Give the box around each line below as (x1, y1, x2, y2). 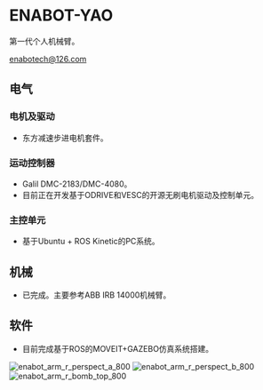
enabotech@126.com (9, 53, 87, 64)
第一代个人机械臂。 (9, 36, 80, 46)
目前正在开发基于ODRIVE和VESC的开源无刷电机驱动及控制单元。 (21, 189, 259, 200)
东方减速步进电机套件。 (21, 132, 108, 143)
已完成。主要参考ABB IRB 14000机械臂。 (21, 290, 171, 300)
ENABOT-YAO (9, 5, 114, 26)
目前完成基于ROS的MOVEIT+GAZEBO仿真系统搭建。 (21, 343, 214, 354)
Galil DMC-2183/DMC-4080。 (21, 179, 132, 189)
